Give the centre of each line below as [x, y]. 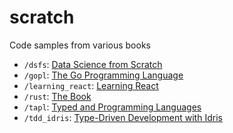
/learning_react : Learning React [91, 85]
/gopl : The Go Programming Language [103, 75]
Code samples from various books [80, 45]
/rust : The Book [57, 96]
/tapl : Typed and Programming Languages [112, 107]
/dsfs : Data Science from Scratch [93, 64]
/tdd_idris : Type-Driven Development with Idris [123, 117]
